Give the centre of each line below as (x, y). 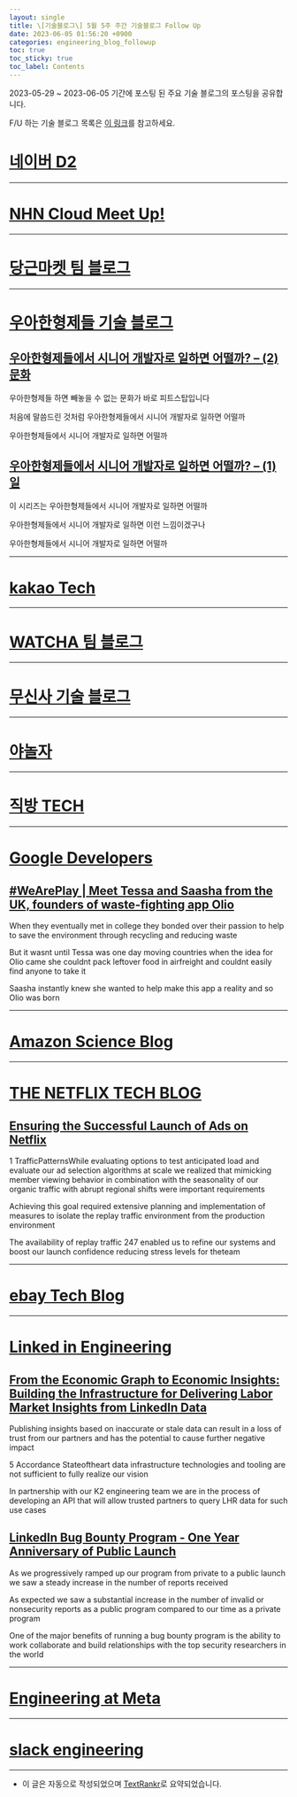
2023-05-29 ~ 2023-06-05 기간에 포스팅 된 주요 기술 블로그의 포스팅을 (134, 93)
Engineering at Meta (85, 1698)
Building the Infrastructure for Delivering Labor (141, 1394)
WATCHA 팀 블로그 (76, 642)
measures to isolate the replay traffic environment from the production (137, 1216)
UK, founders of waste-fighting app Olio (122, 904)
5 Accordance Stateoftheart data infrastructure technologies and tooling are (148, 1465)
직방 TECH (47, 806)
